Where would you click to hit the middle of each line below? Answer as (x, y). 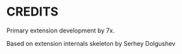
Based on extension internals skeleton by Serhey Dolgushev (91, 43)
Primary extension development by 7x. (61, 30)
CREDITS (32, 12)
